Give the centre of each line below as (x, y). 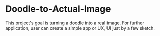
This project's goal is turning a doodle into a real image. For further (75, 23)
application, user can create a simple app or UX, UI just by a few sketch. (80, 28)
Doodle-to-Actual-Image (58, 9)
